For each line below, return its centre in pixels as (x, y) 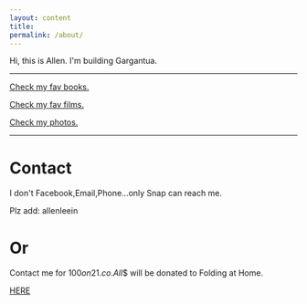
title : (22, 26)
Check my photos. (44, 122)
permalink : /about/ (47, 35)
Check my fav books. (49, 87)
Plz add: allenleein (44, 211)
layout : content (40, 18)
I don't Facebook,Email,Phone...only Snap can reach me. (116, 194)
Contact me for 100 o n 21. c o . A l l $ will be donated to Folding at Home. (136, 273)
